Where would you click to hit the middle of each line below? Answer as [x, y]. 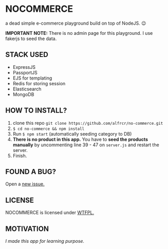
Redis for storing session [39, 83]
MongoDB [23, 94]
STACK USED [27, 55]
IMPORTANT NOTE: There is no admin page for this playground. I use [79, 33]
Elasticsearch [27, 89]
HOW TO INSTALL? [36, 111]
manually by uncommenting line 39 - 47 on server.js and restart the [86, 145]
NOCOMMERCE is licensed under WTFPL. [50, 213]
